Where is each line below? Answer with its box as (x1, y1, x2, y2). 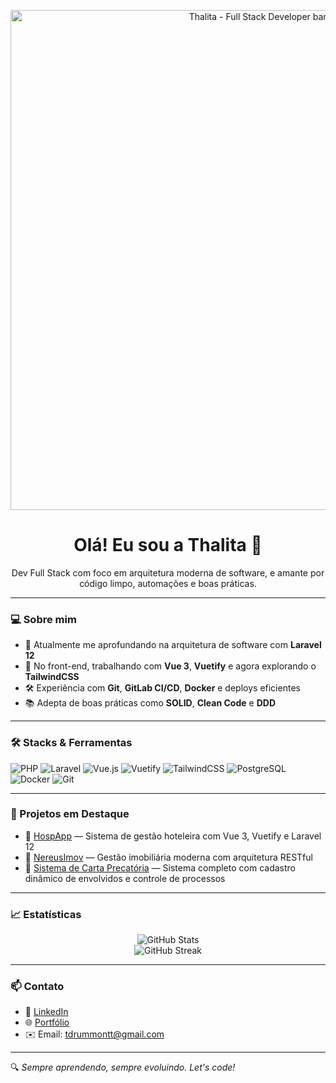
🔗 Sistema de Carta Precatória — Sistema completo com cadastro (24, 861, 296, 874)
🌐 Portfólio (24, 1016, 70, 1029)
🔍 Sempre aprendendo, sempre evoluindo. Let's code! (10, 1061, 236, 1074)
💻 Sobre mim (10, 612, 77, 626)
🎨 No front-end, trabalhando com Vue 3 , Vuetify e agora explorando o (24, 660, 317, 672)
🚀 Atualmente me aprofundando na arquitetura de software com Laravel (24, 639, 322, 651)
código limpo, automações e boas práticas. (79, 577, 257, 589)
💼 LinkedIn (24, 1006, 69, 1018)
